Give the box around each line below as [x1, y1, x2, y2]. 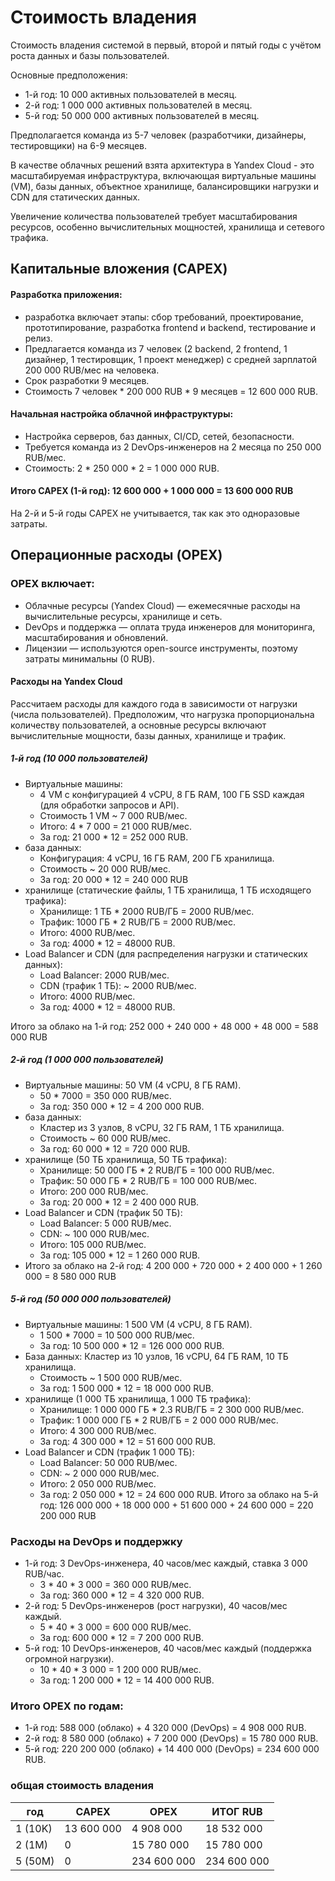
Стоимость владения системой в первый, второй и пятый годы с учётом [10, 39, 322, 51]
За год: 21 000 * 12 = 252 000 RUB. [39, 831, 189, 843]
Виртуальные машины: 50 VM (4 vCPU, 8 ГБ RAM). [24, 1079, 242, 1091]
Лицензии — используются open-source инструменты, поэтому [24, 642, 298, 654]
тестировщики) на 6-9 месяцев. [10, 139, 147, 151]
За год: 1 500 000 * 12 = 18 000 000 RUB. [39, 1382, 214, 1394]
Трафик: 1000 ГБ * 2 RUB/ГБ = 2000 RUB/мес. [39, 916, 237, 928]
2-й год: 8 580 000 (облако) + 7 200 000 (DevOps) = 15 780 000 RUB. [24, 1732, 319, 1745]
